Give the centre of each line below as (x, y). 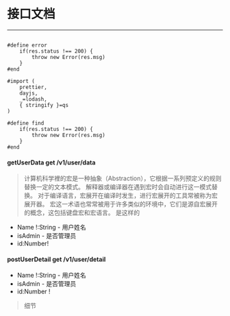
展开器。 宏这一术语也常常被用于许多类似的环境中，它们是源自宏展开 (120, 204)
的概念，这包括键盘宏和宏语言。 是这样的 (82, 212)
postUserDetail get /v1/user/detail (56, 259)
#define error (27, 45)
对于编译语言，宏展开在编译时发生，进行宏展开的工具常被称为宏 (127, 195)
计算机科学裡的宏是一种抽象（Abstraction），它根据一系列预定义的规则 (123, 178)
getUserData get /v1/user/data (51, 162)
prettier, (34, 87)
